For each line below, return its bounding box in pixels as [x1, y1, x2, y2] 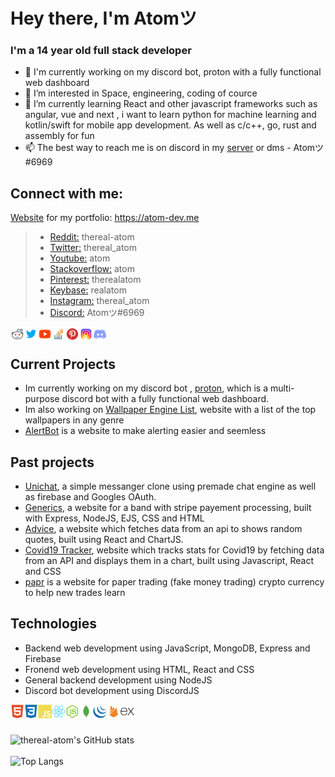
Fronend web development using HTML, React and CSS [24, 663, 255, 675]
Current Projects [10, 355, 116, 373]
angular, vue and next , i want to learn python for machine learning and [24, 109, 317, 121]
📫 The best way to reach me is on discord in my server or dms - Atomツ [24, 142, 325, 154]
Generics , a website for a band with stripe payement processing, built [24, 501, 312, 513]
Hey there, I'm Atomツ [10, 7, 197, 30]
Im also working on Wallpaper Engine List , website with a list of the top [24, 404, 317, 416]
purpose [24, 393, 60, 405]
